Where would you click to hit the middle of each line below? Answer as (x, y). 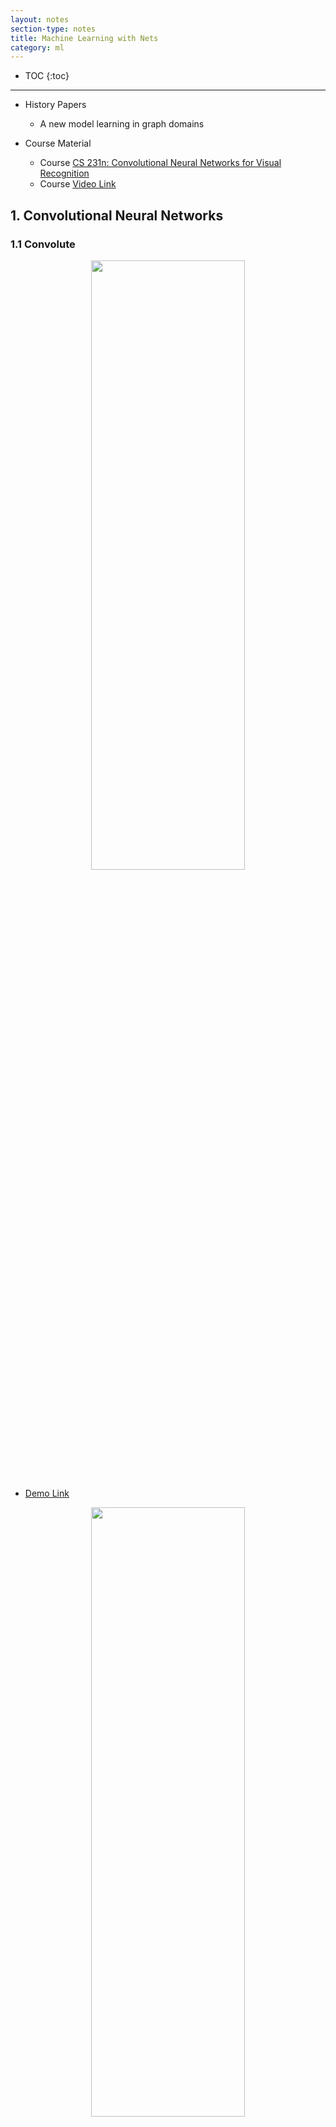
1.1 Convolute (43, 244)
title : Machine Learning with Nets (84, 38)
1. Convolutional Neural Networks (117, 215)
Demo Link (47, 1493)
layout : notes (40, 19)
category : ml (37, 47)
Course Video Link (78, 184)
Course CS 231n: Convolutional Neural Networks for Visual (160, 163)
